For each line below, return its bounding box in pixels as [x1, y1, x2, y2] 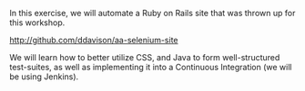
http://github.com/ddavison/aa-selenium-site [9, 35, 179, 45]
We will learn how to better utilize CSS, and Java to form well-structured [9, 52, 280, 62]
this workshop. [9, 17, 66, 28]
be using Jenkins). [9, 71, 79, 82]
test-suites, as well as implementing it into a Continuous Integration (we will [9, 62, 292, 72]
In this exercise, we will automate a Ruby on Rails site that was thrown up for [9, 8, 296, 18]
